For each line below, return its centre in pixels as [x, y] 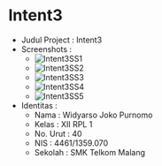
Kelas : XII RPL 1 [63, 124]
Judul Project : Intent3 [62, 40]
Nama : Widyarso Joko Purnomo [93, 115]
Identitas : [39, 105]
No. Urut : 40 [58, 133]
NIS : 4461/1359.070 [71, 143]
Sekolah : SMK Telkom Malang [89, 152]
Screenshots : [46, 49]
